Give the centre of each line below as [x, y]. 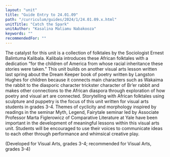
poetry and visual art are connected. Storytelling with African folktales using [85, 96]
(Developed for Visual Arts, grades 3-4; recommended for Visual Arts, [78, 143]
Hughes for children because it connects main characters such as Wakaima [84, 80]
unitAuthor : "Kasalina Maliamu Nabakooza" [51, 29]
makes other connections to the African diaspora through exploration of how [85, 90]
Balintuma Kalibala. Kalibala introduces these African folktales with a [77, 58]
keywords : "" [19, 34]
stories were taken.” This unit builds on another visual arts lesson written [81, 69]
